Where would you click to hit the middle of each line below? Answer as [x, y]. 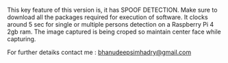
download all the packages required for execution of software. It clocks [107, 17]
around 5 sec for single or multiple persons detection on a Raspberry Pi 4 [111, 24]
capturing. [22, 39]
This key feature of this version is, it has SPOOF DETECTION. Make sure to [112, 10]
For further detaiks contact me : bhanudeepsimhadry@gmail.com [99, 52]
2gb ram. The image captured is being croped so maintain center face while [114, 32]
